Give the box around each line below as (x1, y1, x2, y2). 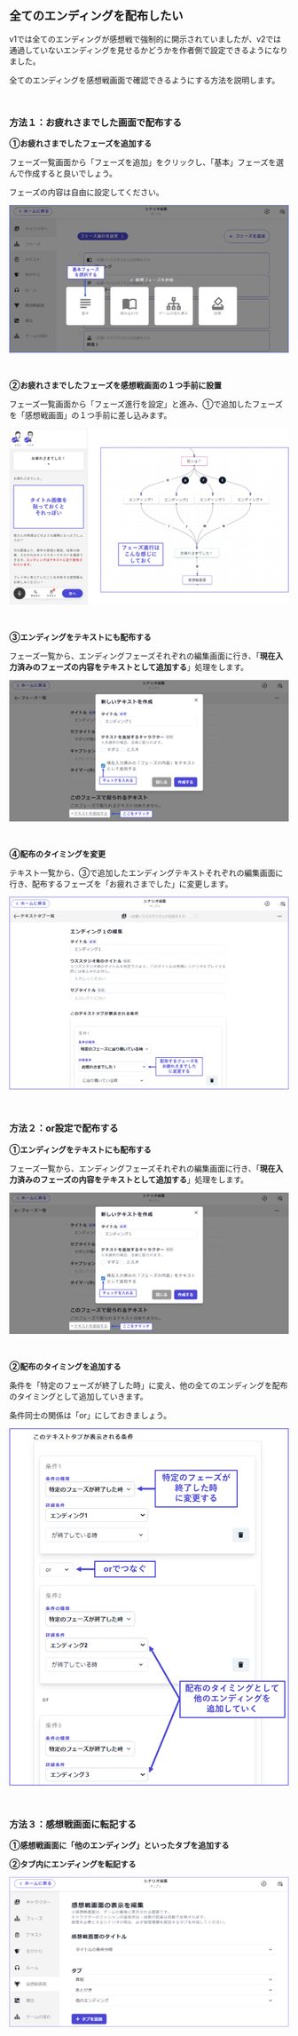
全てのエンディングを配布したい (9, 8, 184, 24)
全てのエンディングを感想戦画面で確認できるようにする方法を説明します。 (9, 75, 280, 85)
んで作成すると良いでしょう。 (9, 168, 118, 179)
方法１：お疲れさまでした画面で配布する (9, 116, 182, 129)
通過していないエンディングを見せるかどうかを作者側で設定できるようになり (9, 44, 288, 55)
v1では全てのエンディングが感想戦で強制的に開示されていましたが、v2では (9, 34, 282, 44)
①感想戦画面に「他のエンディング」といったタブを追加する (9, 1840, 230, 1851)
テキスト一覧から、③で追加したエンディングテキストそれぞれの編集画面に (9, 868, 284, 879)
